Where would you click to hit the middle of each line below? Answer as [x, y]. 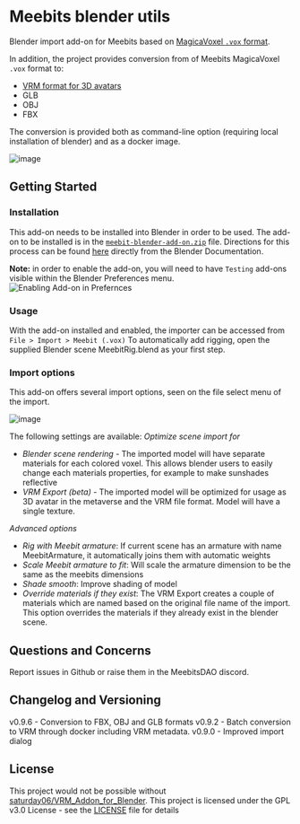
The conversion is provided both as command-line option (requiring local [144, 131]
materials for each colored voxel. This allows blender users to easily [147, 463]
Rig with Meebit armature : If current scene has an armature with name [152, 546]
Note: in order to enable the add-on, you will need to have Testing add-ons [148, 268]
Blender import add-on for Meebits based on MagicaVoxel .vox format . [140, 41]
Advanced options [43, 529]
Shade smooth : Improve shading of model [99, 584]
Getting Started [53, 187]
